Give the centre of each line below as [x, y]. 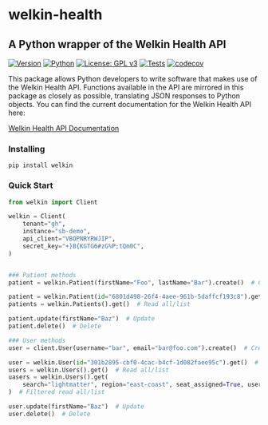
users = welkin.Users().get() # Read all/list [89, 370]
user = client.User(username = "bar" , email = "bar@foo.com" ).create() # [128, 348]
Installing [27, 149]
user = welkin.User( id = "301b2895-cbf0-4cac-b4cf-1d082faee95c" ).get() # [134, 362]
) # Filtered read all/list [57, 392]
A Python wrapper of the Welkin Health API [117, 44]
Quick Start [31, 185]
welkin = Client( [37, 216]
